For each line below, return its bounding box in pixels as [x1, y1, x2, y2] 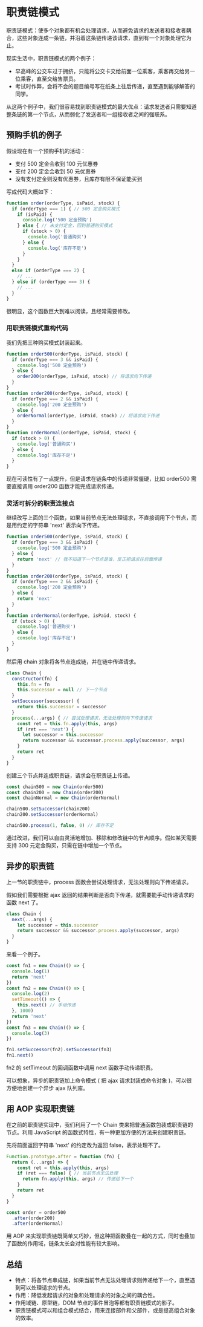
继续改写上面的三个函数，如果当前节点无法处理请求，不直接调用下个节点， [6, 514, 192, 521]
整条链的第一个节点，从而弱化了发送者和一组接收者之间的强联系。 [6, 110, 170, 118]
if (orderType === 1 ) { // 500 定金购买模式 [11, 206, 120, 212]
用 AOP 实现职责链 [6, 1104, 75, 1114]
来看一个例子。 [6, 951, 43, 958]
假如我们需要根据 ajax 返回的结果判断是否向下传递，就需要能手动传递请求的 [6, 891, 195, 898]
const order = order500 [6, 1209, 66, 1216]
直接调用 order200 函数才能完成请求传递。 [11, 483, 118, 490]
